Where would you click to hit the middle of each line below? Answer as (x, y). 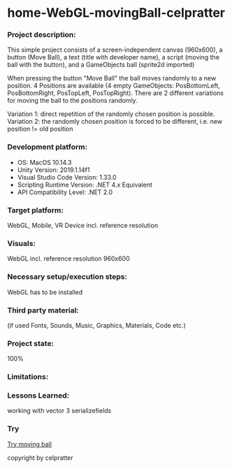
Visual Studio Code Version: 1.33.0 (67, 177)
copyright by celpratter (40, 457)
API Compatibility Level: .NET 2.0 (65, 192)
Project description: (42, 35)
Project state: (31, 343)
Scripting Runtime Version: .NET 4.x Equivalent (85, 185)
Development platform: (48, 147)
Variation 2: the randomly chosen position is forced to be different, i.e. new (115, 122)
